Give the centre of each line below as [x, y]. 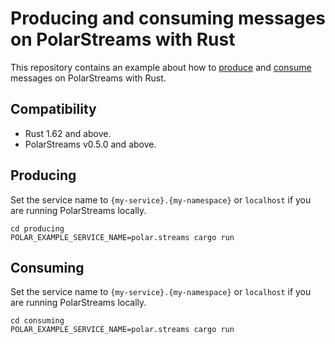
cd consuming [37, 321]
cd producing [37, 228]
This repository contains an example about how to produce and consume [161, 67]
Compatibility [53, 109]
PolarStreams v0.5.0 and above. [90, 144]
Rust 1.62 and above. [68, 133]
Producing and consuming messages [168, 18]
